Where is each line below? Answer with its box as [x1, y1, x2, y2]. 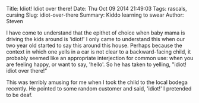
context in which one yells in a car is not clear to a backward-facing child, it [6, 48, 191, 55]
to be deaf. [6, 92, 33, 98]
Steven [6, 18, 24, 24]
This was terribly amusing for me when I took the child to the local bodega [6, 79, 188, 86]
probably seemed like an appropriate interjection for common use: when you [6, 55, 194, 61]
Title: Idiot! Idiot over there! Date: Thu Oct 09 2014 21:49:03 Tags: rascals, [6, 5, 187, 12]
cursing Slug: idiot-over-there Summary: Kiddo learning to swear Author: [6, 11, 184, 18]
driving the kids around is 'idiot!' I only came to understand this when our [6, 36, 185, 42]
